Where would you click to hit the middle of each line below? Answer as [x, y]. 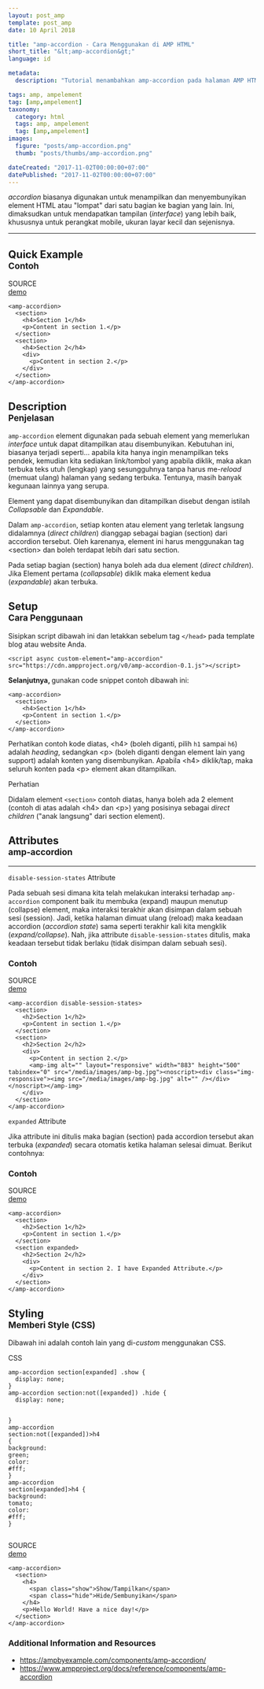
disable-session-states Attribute [62, 877]
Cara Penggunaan [46, 618]
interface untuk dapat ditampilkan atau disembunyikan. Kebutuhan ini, [121, 444]
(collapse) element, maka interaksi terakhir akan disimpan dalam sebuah [125, 909]
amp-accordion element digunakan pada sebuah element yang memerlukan [129, 435]
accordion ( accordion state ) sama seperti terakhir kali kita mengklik [117, 926]
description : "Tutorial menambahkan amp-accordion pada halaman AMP [130, 80]
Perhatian [24, 783]
